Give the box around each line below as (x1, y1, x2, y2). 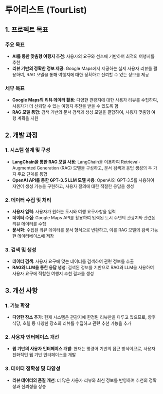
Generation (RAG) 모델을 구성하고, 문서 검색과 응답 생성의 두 (36, 165, 152, 171)
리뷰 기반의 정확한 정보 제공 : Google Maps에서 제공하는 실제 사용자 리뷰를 (12, 65, 152, 71)
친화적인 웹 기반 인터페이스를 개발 (12, 352, 76, 358)
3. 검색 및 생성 (5, 247, 36, 253)
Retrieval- (121, 159, 141, 165)
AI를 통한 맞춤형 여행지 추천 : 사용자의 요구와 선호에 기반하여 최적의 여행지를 (12, 53, 155, 59)
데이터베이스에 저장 (17, 233, 54, 239)
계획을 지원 (17, 115, 38, 121)
